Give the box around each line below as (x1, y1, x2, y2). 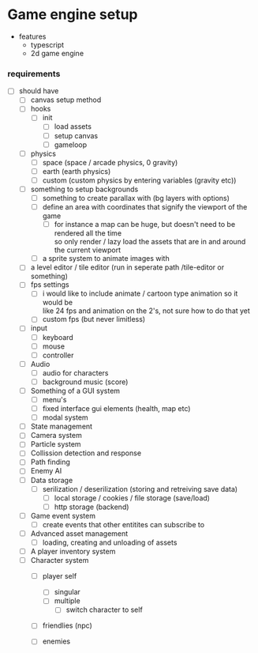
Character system (30, 556, 89, 565)
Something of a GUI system (30, 386, 120, 395)
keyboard (42, 332, 74, 342)
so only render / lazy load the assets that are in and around (54, 237, 246, 247)
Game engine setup (7, 6, 138, 24)
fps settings (30, 280, 70, 289)
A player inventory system (30, 547, 116, 557)
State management (30, 421, 92, 432)
